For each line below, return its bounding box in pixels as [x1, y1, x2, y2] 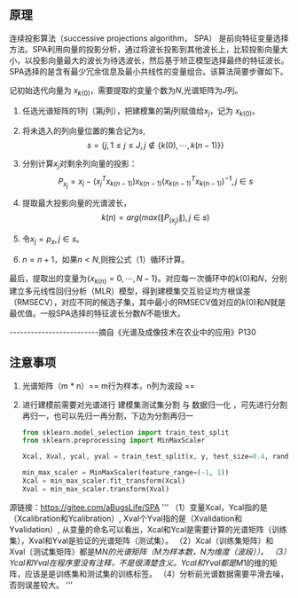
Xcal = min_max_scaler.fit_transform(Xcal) [21, 476, 186, 485]
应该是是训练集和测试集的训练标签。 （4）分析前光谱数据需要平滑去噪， [24, 568, 288, 578]
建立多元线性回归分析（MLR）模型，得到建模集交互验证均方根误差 [9, 286, 251, 296]
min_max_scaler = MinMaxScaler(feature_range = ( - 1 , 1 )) [21, 468, 230, 477]
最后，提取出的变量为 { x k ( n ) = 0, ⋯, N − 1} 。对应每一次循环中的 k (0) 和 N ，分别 [9, 272, 288, 286]
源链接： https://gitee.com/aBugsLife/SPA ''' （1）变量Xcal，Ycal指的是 [9, 501, 268, 512]
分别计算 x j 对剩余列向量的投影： [21, 158, 137, 171]
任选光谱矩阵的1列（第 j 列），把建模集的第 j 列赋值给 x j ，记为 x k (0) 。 [21, 105, 260, 118]
